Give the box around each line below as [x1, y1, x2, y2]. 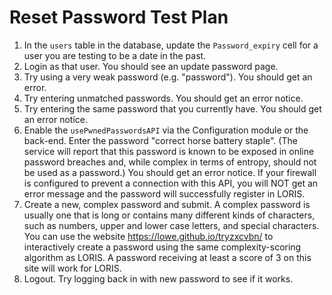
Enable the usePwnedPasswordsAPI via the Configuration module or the [23, 124, 309, 136]
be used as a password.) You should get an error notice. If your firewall [23, 166, 317, 178]
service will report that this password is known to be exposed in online [23, 145, 315, 157]
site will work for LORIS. [23, 262, 122, 274]
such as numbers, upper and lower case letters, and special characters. [23, 219, 320, 231]
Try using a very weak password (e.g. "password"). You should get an [23, 71, 313, 83]
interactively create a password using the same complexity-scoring [23, 241, 302, 253]
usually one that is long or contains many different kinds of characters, [23, 209, 316, 221]
